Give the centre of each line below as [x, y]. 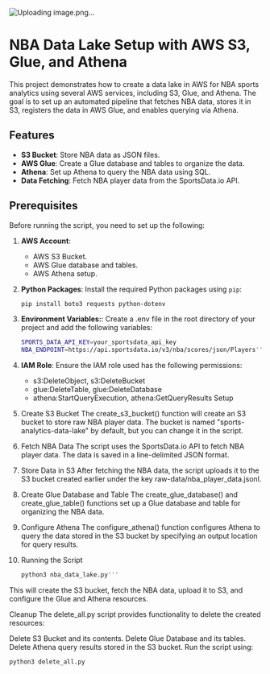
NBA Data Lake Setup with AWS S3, [130, 45]
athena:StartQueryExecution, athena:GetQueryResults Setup [133, 398]
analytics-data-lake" [55, 431]
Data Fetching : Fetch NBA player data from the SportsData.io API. [130, 180]
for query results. [50, 544]
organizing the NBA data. [62, 512]
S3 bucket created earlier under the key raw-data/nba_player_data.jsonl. [141, 479]
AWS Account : [46, 241]
